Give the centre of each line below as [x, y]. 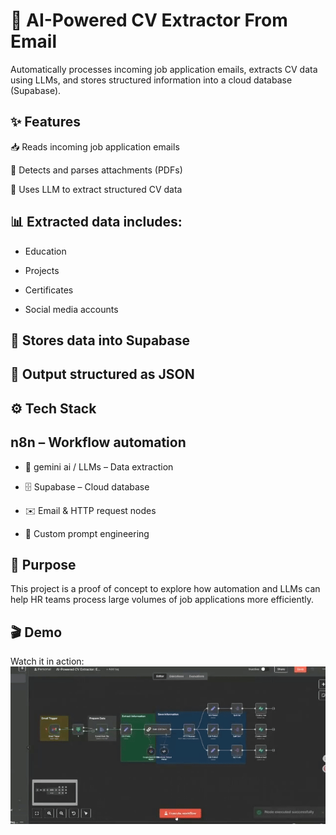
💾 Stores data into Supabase [100, 340]
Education [45, 251]
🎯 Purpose [43, 564]
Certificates [49, 290]
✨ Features [45, 122]
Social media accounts [71, 309]
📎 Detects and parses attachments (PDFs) [96, 170]
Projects [42, 270]
